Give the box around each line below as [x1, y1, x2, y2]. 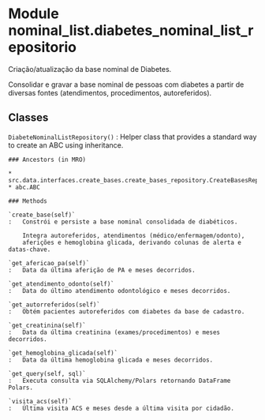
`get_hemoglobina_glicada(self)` [8, 349, 118, 357]
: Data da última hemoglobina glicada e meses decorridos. [8, 356, 214, 364]
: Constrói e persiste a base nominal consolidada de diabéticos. [8, 218, 238, 226]
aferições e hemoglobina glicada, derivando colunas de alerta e [22, 238, 242, 246]
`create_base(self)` [8, 211, 77, 219]
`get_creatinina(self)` [8, 321, 87, 329]
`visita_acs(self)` [8, 397, 73, 405]
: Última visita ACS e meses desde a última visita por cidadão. [8, 404, 235, 412]
